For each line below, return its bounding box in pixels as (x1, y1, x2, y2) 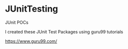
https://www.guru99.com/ (5, 38, 58, 44)
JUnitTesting (5, 3, 59, 15)
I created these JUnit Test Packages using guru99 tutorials (5, 29, 124, 34)
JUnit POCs (5, 19, 28, 25)
